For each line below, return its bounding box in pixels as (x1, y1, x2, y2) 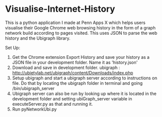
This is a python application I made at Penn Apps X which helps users (5, 20, 146, 25)
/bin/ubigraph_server (12, 85, 55, 91)
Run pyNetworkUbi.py (12, 106, 57, 112)
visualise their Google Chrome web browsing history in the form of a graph (5, 24, 156, 30)
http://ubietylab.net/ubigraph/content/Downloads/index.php (12, 70, 134, 75)
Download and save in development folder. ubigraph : (12, 65, 120, 70)
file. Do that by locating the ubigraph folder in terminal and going (12, 80, 143, 86)
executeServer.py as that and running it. (12, 101, 93, 107)
